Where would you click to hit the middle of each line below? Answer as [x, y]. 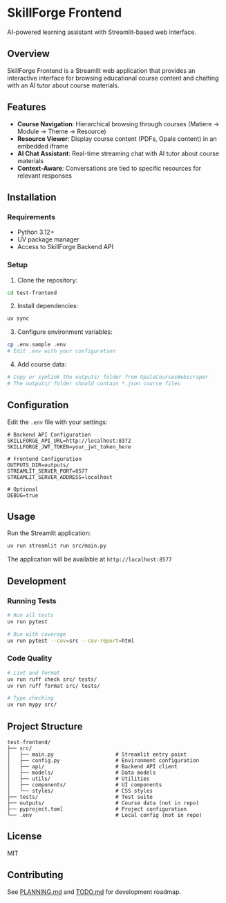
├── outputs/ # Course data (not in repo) [103, 803]
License [25, 837]
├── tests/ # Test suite [80, 797]
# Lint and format [34, 673]
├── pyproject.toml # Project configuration [97, 809]
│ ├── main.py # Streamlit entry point [97, 754]
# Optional [23, 489]
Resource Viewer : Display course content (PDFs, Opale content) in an [117, 138]
